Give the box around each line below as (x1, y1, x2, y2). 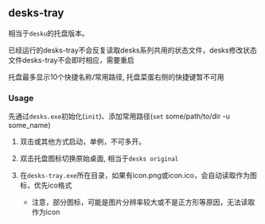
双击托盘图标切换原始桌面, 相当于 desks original (19, 154, 179, 164)
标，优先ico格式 (19, 180, 72, 190)
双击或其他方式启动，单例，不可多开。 (19, 137, 146, 146)
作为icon (31, 207, 60, 217)
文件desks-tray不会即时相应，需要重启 (8, 55, 135, 64)
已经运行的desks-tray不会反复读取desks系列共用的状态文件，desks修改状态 (8, 45, 257, 55)
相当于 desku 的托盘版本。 (8, 28, 89, 38)
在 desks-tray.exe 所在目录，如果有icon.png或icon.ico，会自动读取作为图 (19, 171, 257, 180)
